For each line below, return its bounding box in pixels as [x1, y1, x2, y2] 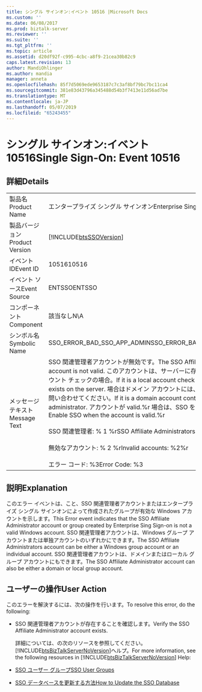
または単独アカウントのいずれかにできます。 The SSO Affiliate [26, 536, 180, 544]
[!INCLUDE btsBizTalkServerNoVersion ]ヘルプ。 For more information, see [14, 647, 196, 654]
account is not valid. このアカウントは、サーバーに [48, 367, 191, 375]
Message [9, 414, 35, 422]
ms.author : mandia [6, 71, 52, 77]
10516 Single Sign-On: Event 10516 [6, 151, 180, 165]
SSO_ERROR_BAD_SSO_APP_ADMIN [48, 338, 151, 347]
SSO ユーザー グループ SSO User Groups [14, 666, 115, 673]
